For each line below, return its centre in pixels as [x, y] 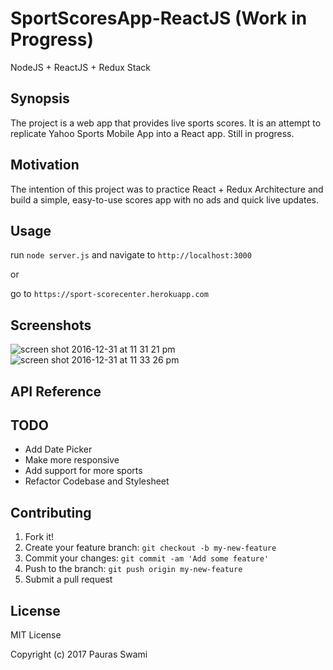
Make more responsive [72, 460]
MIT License [36, 635]
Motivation [45, 165]
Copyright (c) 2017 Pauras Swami [79, 654]
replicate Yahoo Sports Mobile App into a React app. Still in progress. [152, 133]
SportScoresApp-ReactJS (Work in [159, 18]
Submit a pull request [68, 579]
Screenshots [51, 325]
